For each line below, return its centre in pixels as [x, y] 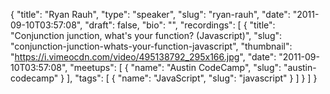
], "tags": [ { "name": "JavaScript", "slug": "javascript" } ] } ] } [192, 78]
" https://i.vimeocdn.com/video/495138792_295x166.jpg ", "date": [143, 57]
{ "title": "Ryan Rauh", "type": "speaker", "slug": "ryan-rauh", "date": [150, 14]
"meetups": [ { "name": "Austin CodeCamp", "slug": [175, 67]
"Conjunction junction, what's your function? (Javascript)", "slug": [146, 35]
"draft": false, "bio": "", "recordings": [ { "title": [180, 25]
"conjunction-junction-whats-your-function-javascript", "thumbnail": [151, 46]
